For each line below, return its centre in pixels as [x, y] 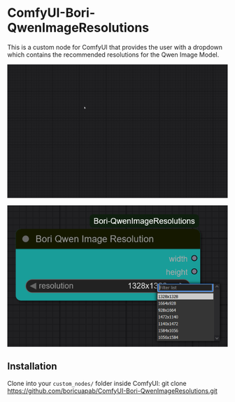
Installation [32, 367]
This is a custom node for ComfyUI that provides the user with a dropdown [115, 47]
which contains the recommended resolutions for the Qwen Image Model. [113, 55]
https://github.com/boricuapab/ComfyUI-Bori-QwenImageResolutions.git [113, 391]
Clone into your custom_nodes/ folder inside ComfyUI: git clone [97, 383]
